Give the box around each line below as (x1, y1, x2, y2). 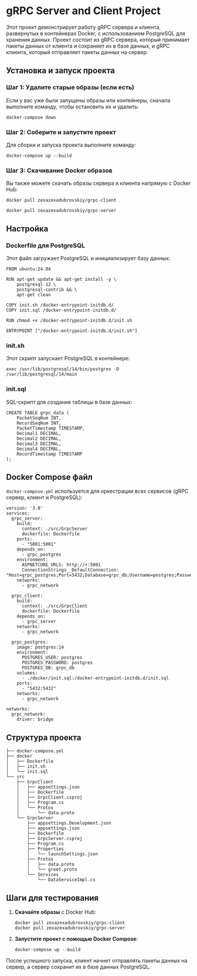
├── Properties (27, 846, 64, 852)
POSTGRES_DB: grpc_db (21, 665, 75, 671)
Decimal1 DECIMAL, (16, 430, 62, 436)
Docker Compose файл (6, 472, 93, 482)
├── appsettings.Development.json (27, 820, 111, 826)
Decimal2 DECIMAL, (16, 436, 62, 441)
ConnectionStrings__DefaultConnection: (21, 567, 119, 573)
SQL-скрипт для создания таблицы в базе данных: (6, 399, 133, 406)
